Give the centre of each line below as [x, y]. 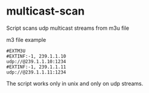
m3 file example [26, 40]
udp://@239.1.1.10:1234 [36, 61]
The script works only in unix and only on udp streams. [75, 83]
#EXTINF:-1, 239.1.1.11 [36, 67]
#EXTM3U [16, 51]
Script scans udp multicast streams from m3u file [68, 28]
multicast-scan [45, 11]
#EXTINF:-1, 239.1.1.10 [36, 56]
